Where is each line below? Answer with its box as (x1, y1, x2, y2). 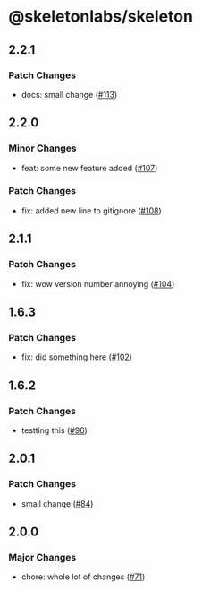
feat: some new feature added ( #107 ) (21, 162, 158, 173)
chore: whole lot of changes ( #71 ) (21, 571, 146, 582)
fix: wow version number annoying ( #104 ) (21, 278, 175, 289)
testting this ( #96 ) (21, 424, 88, 436)
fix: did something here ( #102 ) (21, 352, 133, 362)
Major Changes (8, 551, 77, 563)
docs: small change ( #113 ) (21, 89, 118, 100)
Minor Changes (8, 142, 77, 154)
